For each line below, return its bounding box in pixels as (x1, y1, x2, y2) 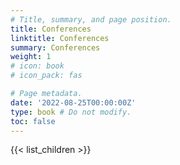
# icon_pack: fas (10, 71, 83, 81)
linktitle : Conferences (10, 33, 110, 43)
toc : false (10, 116, 56, 126)
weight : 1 (10, 52, 52, 62)
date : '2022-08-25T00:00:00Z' (10, 97, 137, 108)
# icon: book (10, 61, 65, 71)
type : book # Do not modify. (10, 107, 132, 117)
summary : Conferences (10, 42, 101, 53)
